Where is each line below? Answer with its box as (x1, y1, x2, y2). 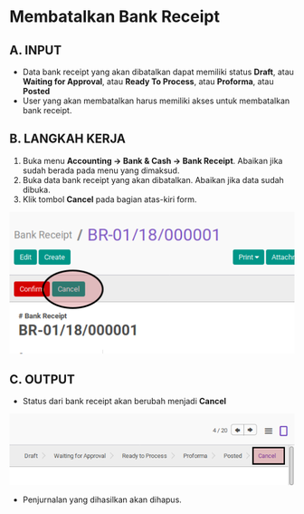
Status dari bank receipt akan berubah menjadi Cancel (22, 396, 227, 407)
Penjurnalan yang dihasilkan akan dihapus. (22, 494, 183, 505)
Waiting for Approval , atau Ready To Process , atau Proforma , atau (22, 76, 274, 87)
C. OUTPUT (9, 372, 75, 387)
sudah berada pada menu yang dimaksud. (22, 165, 180, 176)
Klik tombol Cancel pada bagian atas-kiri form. (22, 193, 197, 205)
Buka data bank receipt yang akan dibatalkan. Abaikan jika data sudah (22, 174, 285, 185)
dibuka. (22, 184, 52, 195)
